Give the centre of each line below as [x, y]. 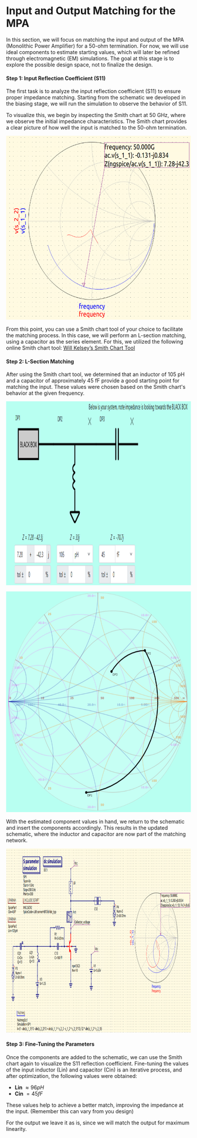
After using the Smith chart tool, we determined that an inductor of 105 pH [96, 374]
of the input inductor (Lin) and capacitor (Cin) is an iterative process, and [94, 1070]
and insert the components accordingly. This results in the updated [87, 828]
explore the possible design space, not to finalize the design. [79, 64]
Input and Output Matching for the [91, 11]
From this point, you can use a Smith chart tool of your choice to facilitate [95, 329]
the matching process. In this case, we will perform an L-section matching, [96, 335]
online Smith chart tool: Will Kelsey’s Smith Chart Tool [71, 348]
